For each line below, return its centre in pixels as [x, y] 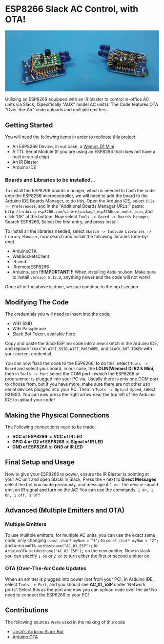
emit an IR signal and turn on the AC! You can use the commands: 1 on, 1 [79, 490]
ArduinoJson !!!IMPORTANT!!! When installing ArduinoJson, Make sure [84, 272]
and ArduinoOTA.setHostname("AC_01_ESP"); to [51, 545]
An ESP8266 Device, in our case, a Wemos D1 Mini [63, 147]
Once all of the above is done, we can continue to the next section [72, 287]
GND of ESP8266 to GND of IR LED [47, 447]
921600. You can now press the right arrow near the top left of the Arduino [80, 395]
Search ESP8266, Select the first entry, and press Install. [62, 222]
